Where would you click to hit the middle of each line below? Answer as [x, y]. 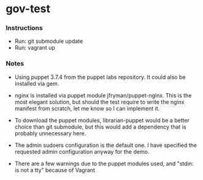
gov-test [28, 9]
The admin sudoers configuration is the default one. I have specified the [106, 145]
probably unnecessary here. [50, 133]
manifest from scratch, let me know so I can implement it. [87, 108]
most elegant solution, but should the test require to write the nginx [99, 102]
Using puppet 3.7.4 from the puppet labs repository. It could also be [100, 77]
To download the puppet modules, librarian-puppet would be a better [102, 120]
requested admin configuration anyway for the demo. [82, 151]
